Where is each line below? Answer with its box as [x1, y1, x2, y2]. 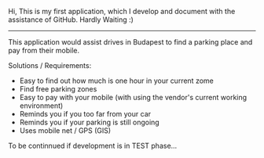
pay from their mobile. [8, 46, 80, 55]
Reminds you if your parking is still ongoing [19, 117, 159, 127]
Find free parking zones [19, 84, 97, 93]
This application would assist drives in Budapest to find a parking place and [8, 38, 253, 46]
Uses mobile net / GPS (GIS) [19, 126, 112, 135]
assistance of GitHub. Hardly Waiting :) [8, 15, 134, 24]
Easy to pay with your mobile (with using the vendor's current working [19, 93, 247, 102]
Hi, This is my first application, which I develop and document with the [8, 7, 236, 16]
